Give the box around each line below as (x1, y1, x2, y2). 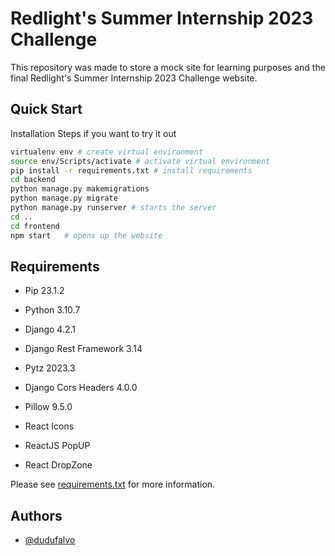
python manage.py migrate (10, 193, 118, 204)
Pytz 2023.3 (24, 362, 76, 374)
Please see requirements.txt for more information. (10, 478, 216, 491)
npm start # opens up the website (10, 230, 163, 241)
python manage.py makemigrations (10, 184, 150, 194)
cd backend (10, 175, 56, 185)
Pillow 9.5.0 (24, 401, 73, 413)
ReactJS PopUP (24, 440, 91, 452)
